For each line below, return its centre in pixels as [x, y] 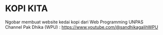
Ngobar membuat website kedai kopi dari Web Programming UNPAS [74, 22]
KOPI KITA [27, 9]
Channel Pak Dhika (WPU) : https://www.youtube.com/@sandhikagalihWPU [82, 27]
